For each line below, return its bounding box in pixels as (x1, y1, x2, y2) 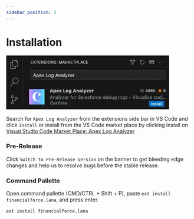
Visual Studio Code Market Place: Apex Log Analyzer (6, 127, 135, 135)
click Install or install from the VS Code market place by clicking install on (6, 121, 189, 128)
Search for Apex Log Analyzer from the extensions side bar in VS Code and (6, 115, 189, 122)
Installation (6, 35, 63, 49)
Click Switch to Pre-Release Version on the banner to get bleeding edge (6, 155, 184, 162)
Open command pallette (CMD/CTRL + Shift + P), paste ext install (6, 190, 171, 197)
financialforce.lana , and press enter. (6, 196, 99, 203)
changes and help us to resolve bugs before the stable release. (6, 162, 160, 169)
